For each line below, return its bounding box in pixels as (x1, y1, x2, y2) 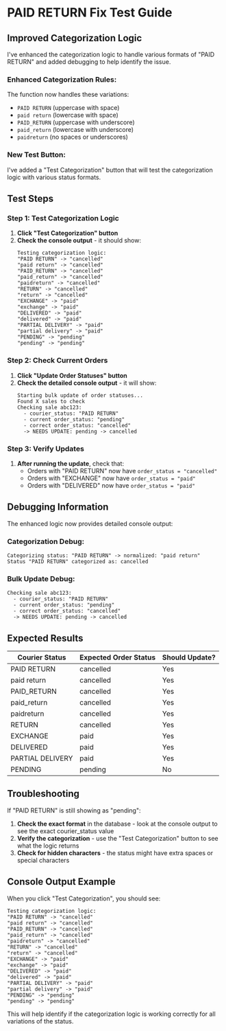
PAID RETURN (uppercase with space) (16, 104, 120, 112)
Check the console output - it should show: (16, 236, 142, 245)
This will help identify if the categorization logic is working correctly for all (7, 1010, 216, 1018)
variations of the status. (7, 1017, 74, 1025)
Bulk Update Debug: (7, 574, 75, 583)
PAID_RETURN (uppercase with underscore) (16, 118, 135, 126)
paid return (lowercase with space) (16, 111, 118, 120)
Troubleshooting (7, 788, 80, 800)
